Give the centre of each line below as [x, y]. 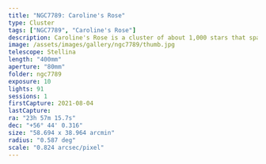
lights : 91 [26, 89]
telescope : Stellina [42, 52]
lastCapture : [30, 111]
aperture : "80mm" [37, 67]
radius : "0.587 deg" [42, 140]
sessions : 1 [28, 96]
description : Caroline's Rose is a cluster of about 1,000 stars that [127, 37]
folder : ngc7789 [35, 74]
